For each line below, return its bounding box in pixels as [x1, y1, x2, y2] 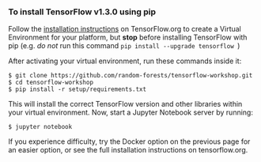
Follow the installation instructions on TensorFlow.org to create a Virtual [8, 24, 241, 34]
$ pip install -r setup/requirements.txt [8, 85, 147, 93]
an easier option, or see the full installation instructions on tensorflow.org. [8, 145, 248, 155]
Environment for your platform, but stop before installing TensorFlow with [8, 32, 248, 42]
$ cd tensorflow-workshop [8, 78, 93, 87]
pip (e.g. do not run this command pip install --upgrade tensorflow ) [8, 41, 240, 51]
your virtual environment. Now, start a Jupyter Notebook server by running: [8, 107, 253, 117]
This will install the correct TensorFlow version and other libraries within [8, 100, 243, 109]
